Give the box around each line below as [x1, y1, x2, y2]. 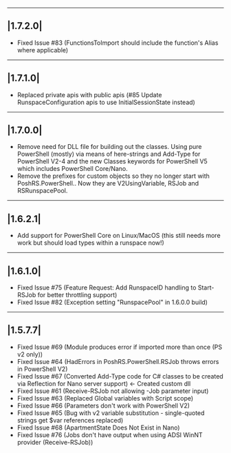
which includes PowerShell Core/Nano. [16, 165, 129, 173]
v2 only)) [16, 350, 43, 359]
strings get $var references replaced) [16, 416, 124, 424]
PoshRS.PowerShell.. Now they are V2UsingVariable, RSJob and [16, 179, 199, 188]
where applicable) [16, 46, 69, 54]
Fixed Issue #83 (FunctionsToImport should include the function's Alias [16, 39, 219, 47]
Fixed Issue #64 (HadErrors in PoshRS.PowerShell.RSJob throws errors [16, 357, 219, 365]
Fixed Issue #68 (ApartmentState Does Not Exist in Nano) [16, 423, 180, 432]
